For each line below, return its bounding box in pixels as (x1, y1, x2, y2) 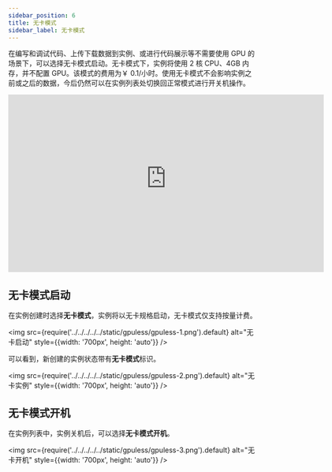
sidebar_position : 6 (8, 11, 76, 20)
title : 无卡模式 (8, 19, 57, 27)
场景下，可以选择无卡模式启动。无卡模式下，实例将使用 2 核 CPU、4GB (8, 58, 241, 68)
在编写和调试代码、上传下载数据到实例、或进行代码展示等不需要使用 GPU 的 (8, 49, 255, 58)
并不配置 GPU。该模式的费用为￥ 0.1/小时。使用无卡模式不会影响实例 (21, 69, 245, 78)
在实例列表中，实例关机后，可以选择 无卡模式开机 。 (8, 429, 174, 438)
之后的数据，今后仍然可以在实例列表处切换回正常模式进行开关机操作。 (21, 78, 250, 88)
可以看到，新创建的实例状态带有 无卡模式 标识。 (8, 354, 160, 364)
